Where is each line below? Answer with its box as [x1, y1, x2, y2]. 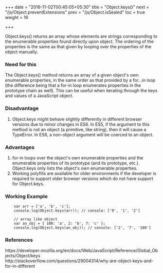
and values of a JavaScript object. [5, 93, 74, 99]
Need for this [5, 61, 36, 68]
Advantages [5, 144, 35, 151]
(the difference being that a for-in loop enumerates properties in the [5, 82, 141, 88]
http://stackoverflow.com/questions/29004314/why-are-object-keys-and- [5, 258, 154, 264]
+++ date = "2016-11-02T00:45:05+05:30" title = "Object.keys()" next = [5, 4, 149, 10]
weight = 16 [5, 15, 28, 20]
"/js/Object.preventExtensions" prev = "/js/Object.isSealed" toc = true [5, 9, 145, 15]
